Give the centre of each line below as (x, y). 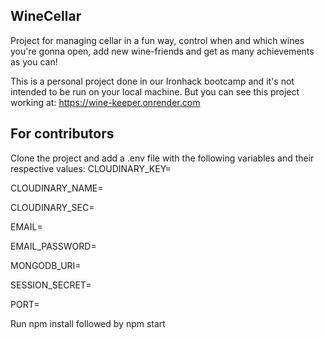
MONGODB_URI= (46, 265)
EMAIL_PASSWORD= (53, 246)
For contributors (62, 134)
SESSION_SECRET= (51, 285)
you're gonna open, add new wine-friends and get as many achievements (162, 51)
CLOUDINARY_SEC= (52, 207)
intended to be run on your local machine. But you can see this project (155, 91)
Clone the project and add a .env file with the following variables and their (162, 158)
